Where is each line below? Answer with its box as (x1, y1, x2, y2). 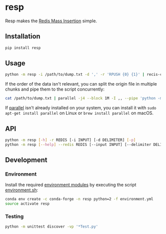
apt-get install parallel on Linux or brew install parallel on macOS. (5, 110, 154, 116)
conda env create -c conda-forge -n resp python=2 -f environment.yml (5, 197, 154, 202)
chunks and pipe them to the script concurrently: (5, 86, 105, 93)
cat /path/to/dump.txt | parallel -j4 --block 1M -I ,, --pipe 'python (5, 96, 156, 101)
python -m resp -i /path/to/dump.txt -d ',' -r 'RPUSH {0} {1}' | (5, 72, 145, 77)
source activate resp (5, 201, 50, 206)
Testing (5, 213, 24, 220)
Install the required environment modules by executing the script (5, 182, 137, 188)
